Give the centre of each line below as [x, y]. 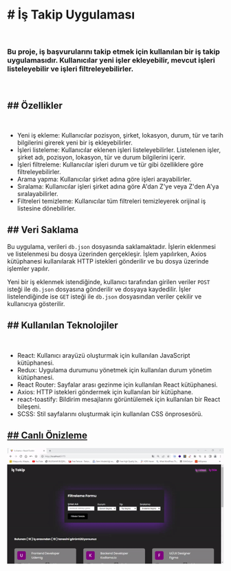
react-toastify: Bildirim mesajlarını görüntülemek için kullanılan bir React [119, 399]
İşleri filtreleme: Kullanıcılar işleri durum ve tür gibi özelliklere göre [110, 164]
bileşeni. [29, 407]
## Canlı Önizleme [47, 436]
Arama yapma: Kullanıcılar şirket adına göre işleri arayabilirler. [104, 180]
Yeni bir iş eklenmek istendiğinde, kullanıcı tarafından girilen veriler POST [109, 281]
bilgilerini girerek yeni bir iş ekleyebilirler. [75, 143]
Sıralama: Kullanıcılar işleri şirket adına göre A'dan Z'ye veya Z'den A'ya [118, 186]
